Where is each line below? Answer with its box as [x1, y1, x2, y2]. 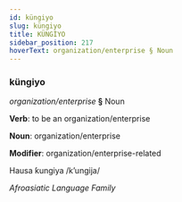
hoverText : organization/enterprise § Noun [9, 46, 174, 55]
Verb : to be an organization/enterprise [9, 114, 151, 124]
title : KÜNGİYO [9, 29, 66, 38]
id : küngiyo [9, 13, 54, 22]
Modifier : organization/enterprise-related [9, 148, 162, 159]
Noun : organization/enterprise [9, 130, 120, 141]
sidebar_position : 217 [9, 38, 94, 47]
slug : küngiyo [9, 21, 62, 30]
